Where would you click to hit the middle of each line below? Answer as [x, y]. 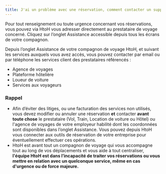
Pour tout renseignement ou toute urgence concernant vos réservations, [79, 24]
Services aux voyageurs [37, 85]
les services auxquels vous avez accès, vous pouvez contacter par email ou [83, 54]
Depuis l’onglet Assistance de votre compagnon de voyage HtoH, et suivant [82, 49]
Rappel [14, 98]
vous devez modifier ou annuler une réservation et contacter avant [81, 114]
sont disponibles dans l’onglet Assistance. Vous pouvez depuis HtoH [82, 130]
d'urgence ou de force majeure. [45, 166]
